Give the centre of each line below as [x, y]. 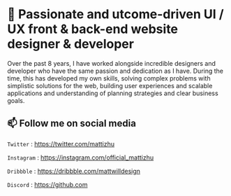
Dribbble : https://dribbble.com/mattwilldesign [74, 171]
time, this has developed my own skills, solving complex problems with [109, 78]
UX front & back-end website [93, 29]
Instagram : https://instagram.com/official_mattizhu [81, 157]
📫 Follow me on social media [72, 124]
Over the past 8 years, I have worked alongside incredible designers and [112, 63]
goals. [16, 100]
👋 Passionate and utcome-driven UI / [116, 14]
